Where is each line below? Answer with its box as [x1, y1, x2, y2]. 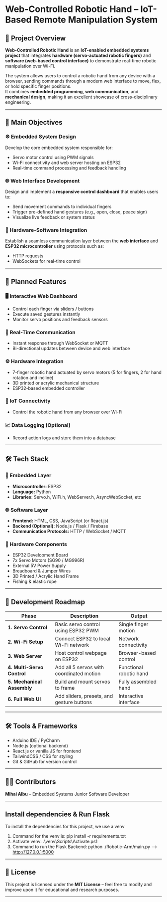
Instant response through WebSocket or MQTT [12, 340, 108, 346]
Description [70, 612, 98, 619]
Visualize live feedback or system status [12, 214, 95, 220]
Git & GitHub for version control [12, 759, 77, 765]
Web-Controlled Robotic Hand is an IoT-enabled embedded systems [5, 47, 149, 53]
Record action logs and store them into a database [12, 435, 116, 441]
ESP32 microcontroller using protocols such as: [5, 243, 104, 249]
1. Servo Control [7, 624, 47, 631]
